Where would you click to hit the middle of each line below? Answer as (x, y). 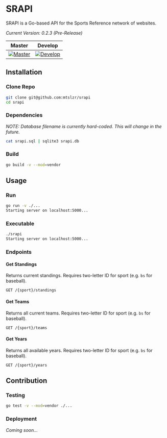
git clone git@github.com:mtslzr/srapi (48, 98)
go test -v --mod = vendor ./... (39, 406)
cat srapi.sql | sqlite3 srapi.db (43, 141)
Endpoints (19, 252)
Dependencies (24, 115)
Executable (20, 224)
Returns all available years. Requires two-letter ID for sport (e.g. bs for (79, 350)
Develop (48, 45)
